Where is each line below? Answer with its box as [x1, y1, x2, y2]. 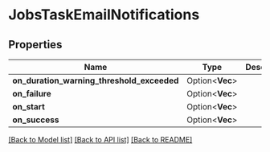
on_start [12, 101, 46, 112]
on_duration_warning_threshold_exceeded [12, 75, 179, 86]
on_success [12, 114, 59, 125]
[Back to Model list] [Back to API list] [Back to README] [8, 135, 193, 144]
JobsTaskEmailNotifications [8, 6, 200, 24]
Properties [8, 38, 63, 51]
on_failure [12, 88, 52, 99]
